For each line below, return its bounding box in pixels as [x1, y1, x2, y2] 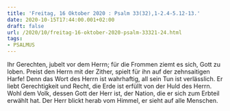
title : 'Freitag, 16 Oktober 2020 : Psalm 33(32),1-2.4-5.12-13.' [7, 10, 201, 17]
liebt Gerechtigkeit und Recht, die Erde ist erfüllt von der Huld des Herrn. [7, 82, 212, 90]
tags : [7, 35, 23, 42]
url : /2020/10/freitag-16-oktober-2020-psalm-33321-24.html [7, 29, 183, 36]
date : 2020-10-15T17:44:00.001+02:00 [7, 16, 115, 23]
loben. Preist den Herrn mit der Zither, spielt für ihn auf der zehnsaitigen [7, 67, 210, 76]
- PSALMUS [7, 42, 36, 48]
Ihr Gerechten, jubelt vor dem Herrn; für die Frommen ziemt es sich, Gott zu [7, 61, 221, 68]
